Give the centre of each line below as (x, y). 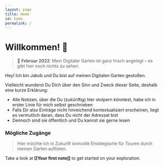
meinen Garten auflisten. (42, 149)
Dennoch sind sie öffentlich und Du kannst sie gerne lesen (71, 121)
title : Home (17, 14)
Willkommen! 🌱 (36, 47)
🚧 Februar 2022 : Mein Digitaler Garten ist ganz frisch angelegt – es (85, 61)
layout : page (18, 10)
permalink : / (18, 23)
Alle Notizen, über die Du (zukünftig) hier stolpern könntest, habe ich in (84, 100)
